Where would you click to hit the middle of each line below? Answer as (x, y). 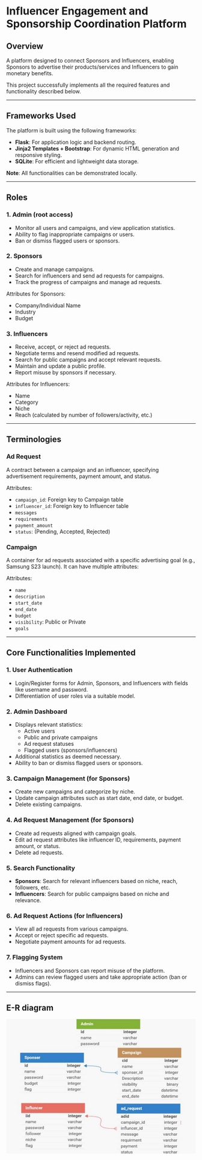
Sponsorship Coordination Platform (96, 24)
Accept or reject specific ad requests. (62, 935)
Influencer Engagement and (77, 11)
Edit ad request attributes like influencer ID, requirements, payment (98, 839)
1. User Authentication (40, 670)
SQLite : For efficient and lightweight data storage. (77, 161)
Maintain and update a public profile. (60, 366)
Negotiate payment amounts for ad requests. (70, 942)
